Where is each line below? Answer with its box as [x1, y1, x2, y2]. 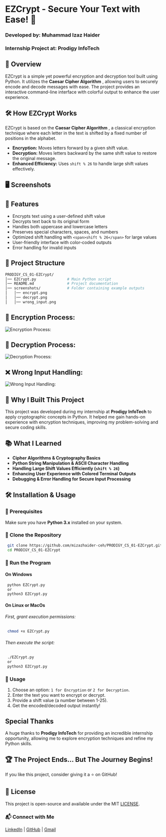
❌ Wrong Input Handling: [5, 368, 83, 377]
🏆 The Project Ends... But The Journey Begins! [5, 755, 153, 764]
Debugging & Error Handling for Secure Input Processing [12, 476, 131, 482]
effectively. [12, 166, 35, 171]
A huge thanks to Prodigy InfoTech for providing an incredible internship [5, 730, 153, 736]
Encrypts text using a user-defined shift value [12, 213, 105, 219]
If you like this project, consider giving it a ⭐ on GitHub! [5, 771, 118, 777]
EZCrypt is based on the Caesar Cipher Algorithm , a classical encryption [5, 125, 156, 130]
